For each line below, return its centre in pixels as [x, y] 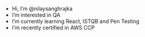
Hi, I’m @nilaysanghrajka [42, 9]
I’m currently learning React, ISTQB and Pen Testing [75, 21]
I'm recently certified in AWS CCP [53, 27]
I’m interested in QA [36, 15]
